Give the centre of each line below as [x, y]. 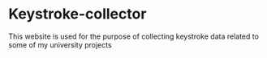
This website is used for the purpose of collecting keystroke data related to [134, 36]
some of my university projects [60, 44]
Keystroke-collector [78, 14]
